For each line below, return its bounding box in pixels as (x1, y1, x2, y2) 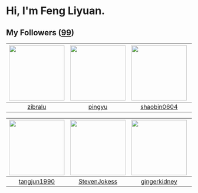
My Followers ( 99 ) (6, 28, 75, 38)
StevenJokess (78, 178, 118, 185)
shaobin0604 (140, 103, 178, 111)
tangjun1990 (18, 178, 55, 185)
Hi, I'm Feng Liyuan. (6, 4, 105, 18)
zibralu (27, 103, 47, 111)
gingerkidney (140, 178, 178, 185)
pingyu (88, 103, 108, 111)
